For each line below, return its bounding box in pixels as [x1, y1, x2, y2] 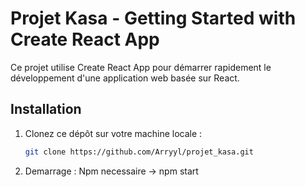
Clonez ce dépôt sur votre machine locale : [24, 127, 203, 139]
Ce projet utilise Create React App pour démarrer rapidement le [10, 61, 272, 73]
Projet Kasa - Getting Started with [10, 7, 297, 30]
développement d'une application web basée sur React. [10, 72, 240, 84]
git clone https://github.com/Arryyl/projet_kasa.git [24, 147, 254, 157]
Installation [10, 101, 82, 118]
